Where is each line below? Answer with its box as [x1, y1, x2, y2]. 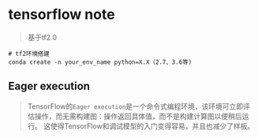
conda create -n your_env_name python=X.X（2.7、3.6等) [8, 58, 193, 66]
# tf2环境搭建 [8, 50, 50, 58]
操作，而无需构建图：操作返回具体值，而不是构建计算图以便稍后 [34, 111, 242, 121]
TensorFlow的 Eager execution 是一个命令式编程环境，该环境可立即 [27, 101, 244, 111]
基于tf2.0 [27, 32, 58, 42]
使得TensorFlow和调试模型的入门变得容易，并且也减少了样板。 [50, 121, 255, 131]
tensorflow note [8, 6, 116, 24]
